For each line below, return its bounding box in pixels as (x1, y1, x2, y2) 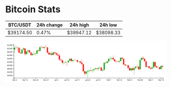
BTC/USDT (8, 22, 32, 28)
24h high (69, 22, 90, 28)
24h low (99, 22, 117, 28)
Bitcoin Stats (5, 4, 61, 15)
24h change (36, 22, 63, 28)
